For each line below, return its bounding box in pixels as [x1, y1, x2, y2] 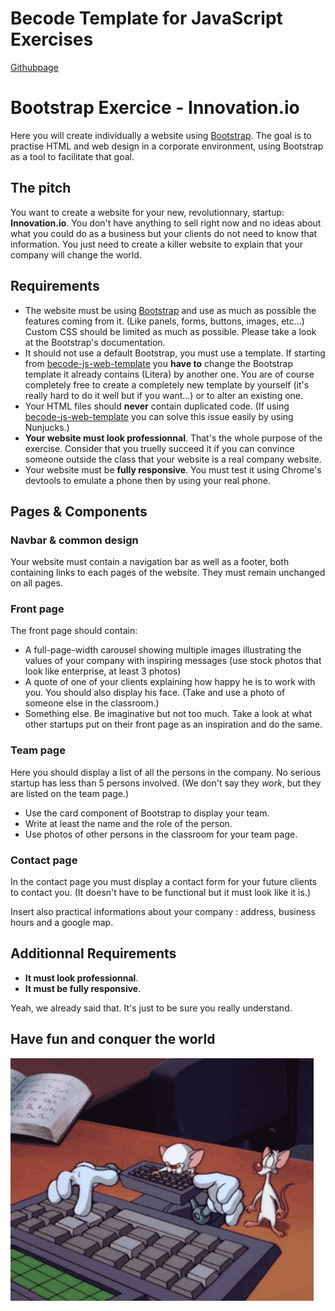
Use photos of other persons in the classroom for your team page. [24, 828, 298, 840]
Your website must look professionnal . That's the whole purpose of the [24, 432, 323, 444]
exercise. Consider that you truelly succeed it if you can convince [24, 442, 295, 454]
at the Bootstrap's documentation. [24, 336, 166, 348]
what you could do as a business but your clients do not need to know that [10, 227, 318, 239]
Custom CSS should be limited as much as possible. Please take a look [24, 325, 317, 337]
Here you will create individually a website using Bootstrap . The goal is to [10, 129, 312, 141]
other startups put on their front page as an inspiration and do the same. [24, 718, 323, 731]
